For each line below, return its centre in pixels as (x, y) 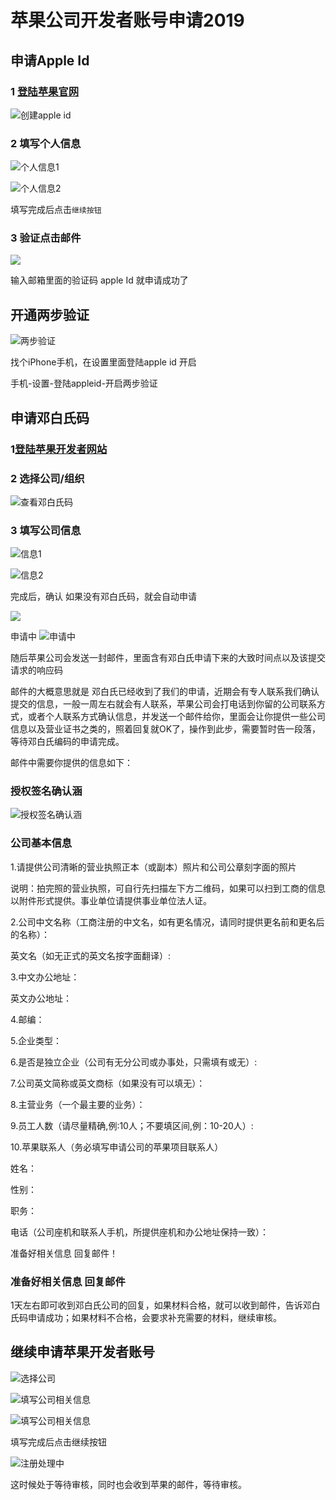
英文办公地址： (41, 998)
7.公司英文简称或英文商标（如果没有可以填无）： (108, 1083)
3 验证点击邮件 (46, 238)
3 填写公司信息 (46, 530)
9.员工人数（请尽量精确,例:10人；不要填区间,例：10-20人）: (132, 1125)
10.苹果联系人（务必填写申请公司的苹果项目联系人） (117, 1147)
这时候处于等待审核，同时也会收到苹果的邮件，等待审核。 (128, 1484)
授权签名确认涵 (46, 791)
